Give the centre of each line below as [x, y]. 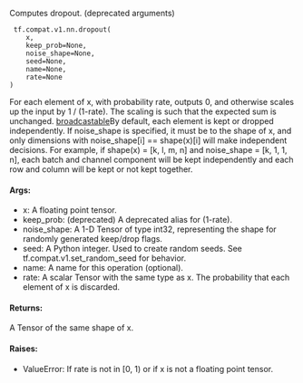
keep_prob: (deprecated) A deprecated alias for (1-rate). [127, 220]
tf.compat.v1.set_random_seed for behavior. [104, 258]
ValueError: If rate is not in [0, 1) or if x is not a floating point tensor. [148, 369]
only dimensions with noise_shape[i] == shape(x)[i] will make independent [148, 140]
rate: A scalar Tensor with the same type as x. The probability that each [156, 278]
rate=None [44, 77]
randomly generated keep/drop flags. [93, 239]
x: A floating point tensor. [69, 210]
